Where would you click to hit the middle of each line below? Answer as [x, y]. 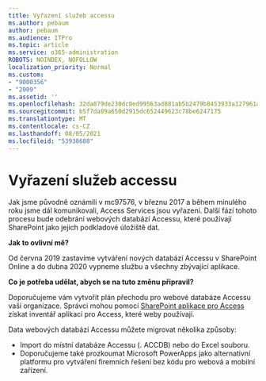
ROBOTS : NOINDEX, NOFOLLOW [53, 60]
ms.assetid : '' [33, 97]
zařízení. [34, 371]
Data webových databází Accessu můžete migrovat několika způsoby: [122, 329]
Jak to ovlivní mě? [39, 243]
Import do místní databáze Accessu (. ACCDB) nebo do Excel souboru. [135, 345]
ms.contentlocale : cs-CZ [49, 126]
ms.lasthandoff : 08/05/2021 [55, 133]
